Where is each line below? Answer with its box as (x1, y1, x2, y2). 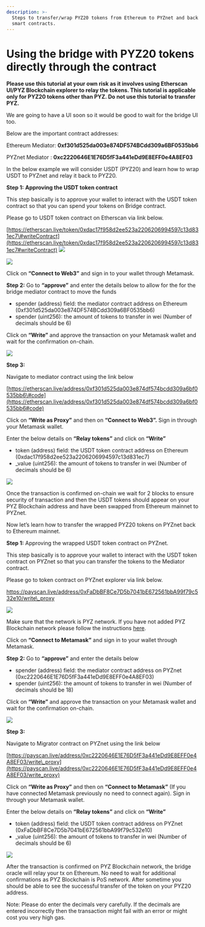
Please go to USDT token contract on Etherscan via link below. (6, 214, 164, 221)
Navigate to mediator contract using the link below (6, 373, 133, 381)
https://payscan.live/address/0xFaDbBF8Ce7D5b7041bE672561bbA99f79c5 (6, 588, 198, 595)
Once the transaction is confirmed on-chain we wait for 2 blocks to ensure (6, 490, 194, 497)
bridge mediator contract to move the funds (6, 288, 117, 296)
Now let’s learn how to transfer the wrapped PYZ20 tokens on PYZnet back (6, 521, 196, 528)
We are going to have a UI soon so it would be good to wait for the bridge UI (6, 112, 198, 119)
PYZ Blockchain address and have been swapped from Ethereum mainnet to (6, 503, 199, 510)
